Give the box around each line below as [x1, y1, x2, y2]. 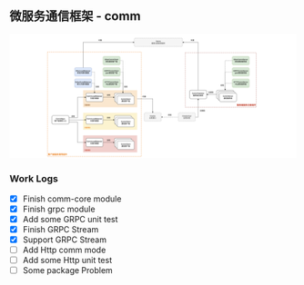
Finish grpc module [22, 203, 96, 214]
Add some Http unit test [22, 255, 112, 265]
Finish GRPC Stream [22, 223, 99, 234]
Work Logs [9, 172, 59, 185]
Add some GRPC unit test [22, 213, 118, 224]
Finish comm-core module [22, 193, 122, 204]
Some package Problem [22, 265, 114, 276]
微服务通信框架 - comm [9, 8, 141, 25]
